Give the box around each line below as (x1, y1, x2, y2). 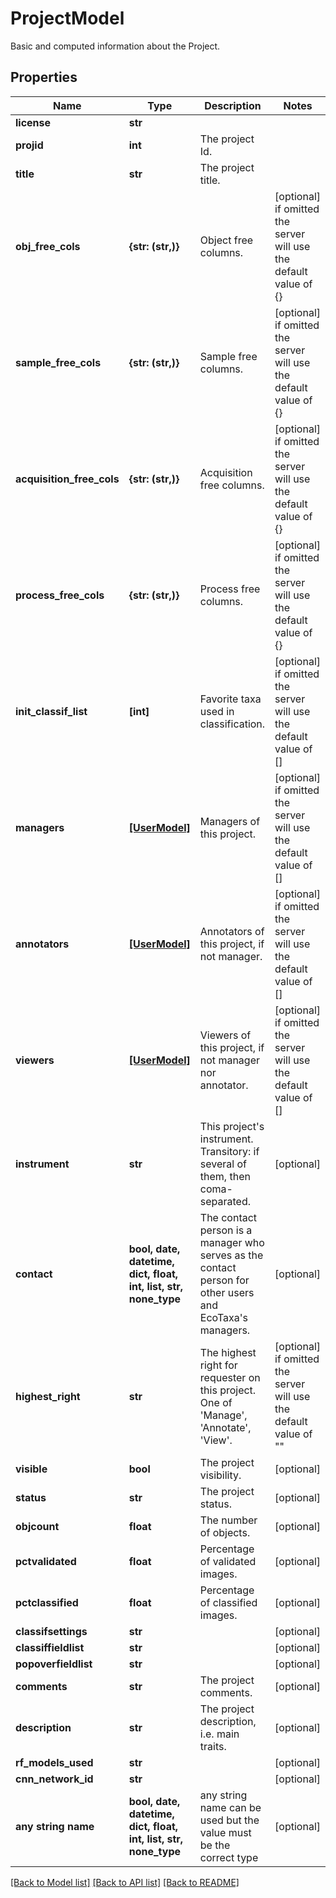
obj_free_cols (15, 239, 81, 253)
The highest (199, 1345, 257, 1359)
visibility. (199, 1468, 242, 1482)
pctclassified (15, 1595, 79, 1609)
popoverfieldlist (15, 1657, 93, 1671)
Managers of (199, 814, 261, 828)
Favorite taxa (199, 692, 262, 706)
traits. (199, 1739, 227, 1753)
